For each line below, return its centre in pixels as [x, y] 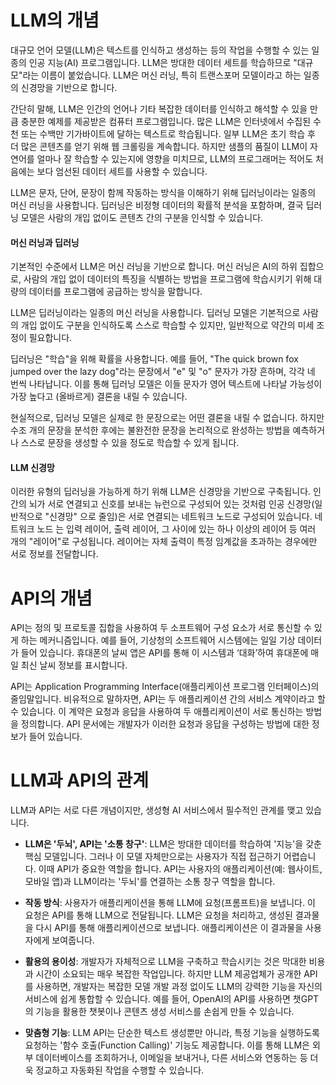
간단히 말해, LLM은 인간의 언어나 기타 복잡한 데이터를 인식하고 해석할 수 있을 [159, 108]
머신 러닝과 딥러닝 [45, 242]
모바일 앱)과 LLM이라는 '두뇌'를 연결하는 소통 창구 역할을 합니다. [150, 882]
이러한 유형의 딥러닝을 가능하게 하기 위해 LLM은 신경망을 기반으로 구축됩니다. [161, 492]
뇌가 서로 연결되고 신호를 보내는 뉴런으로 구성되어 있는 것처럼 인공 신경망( [171, 504]
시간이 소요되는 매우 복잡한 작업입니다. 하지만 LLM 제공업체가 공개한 [168, 974]
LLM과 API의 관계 [79, 780]
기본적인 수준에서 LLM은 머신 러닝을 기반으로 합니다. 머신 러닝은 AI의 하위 [154, 267]
